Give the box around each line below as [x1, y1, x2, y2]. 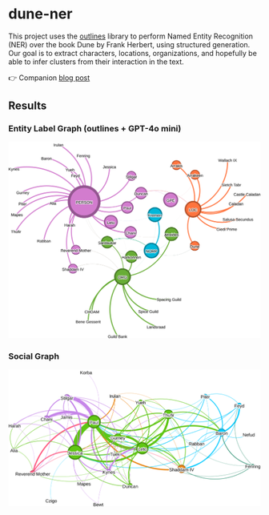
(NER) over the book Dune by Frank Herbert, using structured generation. [8, 39, 251, 49]
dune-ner [8, 5, 73, 23]
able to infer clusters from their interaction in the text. [8, 57, 184, 66]
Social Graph [8, 350, 60, 361]
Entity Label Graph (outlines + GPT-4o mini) [8, 123, 182, 135]
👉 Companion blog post [8, 73, 90, 82]
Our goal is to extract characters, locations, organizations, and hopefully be [8, 48, 258, 58]
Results [8, 99, 47, 113]
